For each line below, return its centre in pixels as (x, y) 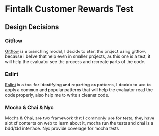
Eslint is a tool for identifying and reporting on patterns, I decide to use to (78, 85)
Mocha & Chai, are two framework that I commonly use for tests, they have (80, 118)
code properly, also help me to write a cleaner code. (57, 95)
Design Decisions (32, 27)
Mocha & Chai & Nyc (30, 108)
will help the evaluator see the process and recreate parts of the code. (75, 61)
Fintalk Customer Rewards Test (69, 9)
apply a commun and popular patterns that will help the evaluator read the (79, 90)
